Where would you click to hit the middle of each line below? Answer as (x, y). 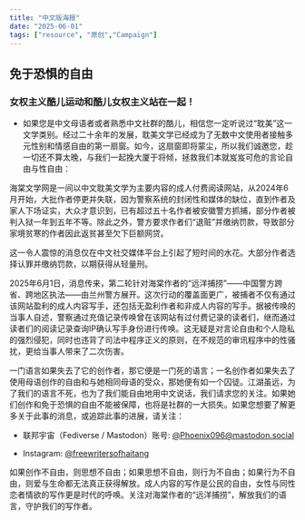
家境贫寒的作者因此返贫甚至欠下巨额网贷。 (89, 233)
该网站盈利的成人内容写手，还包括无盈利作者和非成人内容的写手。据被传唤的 (152, 306)
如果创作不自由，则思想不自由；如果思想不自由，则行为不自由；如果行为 (144, 472)
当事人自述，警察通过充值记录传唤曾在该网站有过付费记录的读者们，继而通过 (152, 318)
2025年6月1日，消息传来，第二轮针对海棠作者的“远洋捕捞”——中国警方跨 (146, 283)
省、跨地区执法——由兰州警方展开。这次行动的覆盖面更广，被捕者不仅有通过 (152, 295)
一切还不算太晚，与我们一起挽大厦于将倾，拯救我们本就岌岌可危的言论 (154, 157)
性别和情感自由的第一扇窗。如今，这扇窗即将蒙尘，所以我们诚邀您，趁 (162, 146)
